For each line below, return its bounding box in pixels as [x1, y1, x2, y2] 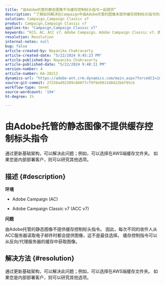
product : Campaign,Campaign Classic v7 [5, 21, 87, 26]
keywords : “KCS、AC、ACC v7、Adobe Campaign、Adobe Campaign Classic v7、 [5, 30, 158, 35]
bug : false [5, 44, 27, 49]
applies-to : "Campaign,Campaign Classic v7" [5, 26, 98, 30]
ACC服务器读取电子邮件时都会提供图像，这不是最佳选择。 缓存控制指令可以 [5, 232, 158, 238]
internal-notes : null [5, 39, 50, 44]
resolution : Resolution [5, 35, 54, 40]
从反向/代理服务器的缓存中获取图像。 [5, 239, 80, 244]
